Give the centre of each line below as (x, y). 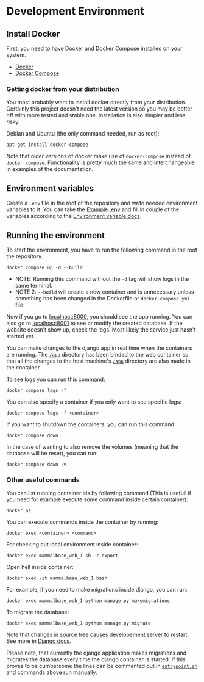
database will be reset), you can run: (52, 453)
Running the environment (56, 235)
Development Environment (75, 11)
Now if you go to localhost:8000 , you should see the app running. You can (100, 316)
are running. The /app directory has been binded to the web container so (97, 354)
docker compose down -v (37, 464)
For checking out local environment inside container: (72, 545)
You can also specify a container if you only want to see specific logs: (94, 402)
